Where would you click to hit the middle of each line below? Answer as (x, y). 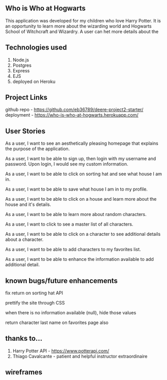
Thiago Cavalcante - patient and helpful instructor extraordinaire (80, 356)
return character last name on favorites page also (57, 322)
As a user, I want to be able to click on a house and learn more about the (81, 199)
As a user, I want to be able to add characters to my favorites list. (73, 250)
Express (21, 70)
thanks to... (24, 338)
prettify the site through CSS (35, 303)
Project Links (26, 98)
